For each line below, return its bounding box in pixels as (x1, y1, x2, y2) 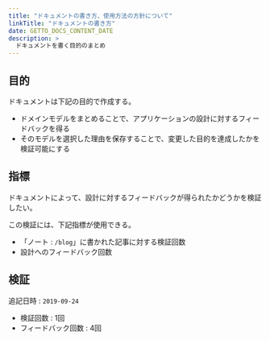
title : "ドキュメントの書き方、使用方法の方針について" (8, 11, 173, 20)
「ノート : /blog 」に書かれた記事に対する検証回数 (19, 237, 186, 247)
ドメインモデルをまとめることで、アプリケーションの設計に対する (19, 114, 239, 123)
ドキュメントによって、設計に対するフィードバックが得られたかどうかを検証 (8, 193, 262, 202)
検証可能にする (19, 143, 70, 153)
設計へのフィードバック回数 (19, 247, 113, 256)
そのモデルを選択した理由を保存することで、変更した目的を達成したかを (19, 134, 260, 143)
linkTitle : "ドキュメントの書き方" (8, 19, 116, 27)
